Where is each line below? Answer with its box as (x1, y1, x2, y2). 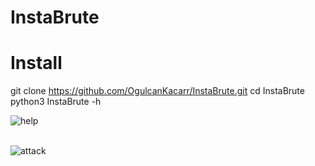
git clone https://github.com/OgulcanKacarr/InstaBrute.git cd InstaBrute (10, 85, 305, 97)
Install (10, 52, 63, 75)
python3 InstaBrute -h (10, 96, 102, 108)
